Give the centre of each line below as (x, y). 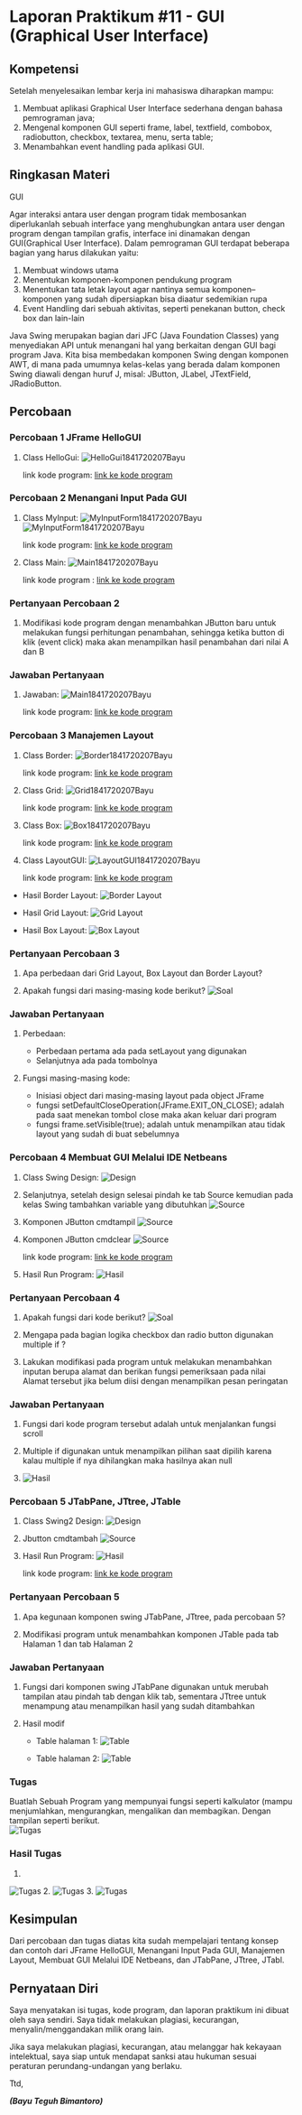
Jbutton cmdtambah (60, 1539)
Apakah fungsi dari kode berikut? (84, 1317)
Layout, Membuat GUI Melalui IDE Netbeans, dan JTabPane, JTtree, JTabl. (147, 1960)
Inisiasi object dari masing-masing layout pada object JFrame (150, 1096)
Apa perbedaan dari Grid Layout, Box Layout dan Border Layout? (142, 973)
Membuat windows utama (70, 270)
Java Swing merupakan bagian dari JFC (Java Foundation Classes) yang (144, 335)
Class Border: (48, 755)
